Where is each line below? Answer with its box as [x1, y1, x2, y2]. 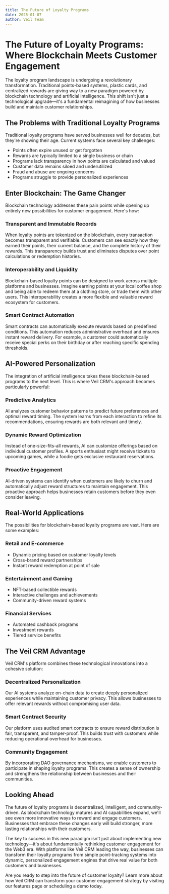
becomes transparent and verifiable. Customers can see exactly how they [5, 237, 159, 243]
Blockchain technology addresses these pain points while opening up [5, 202, 150, 208]
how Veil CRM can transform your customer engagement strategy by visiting [5, 877, 164, 883]
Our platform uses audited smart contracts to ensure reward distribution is [5, 725, 159, 731]
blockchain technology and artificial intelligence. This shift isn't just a [5, 93, 149, 99]
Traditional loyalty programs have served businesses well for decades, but [5, 132, 160, 138]
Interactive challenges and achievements [12, 591, 98, 598]
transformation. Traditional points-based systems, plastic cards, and [5, 82, 147, 89]
